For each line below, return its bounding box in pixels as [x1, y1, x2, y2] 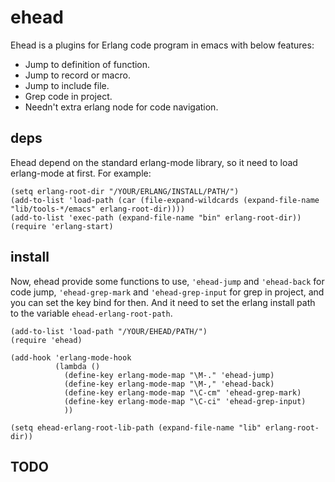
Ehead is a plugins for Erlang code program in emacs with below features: [10, 39, 315, 51]
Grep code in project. [24, 90, 113, 102]
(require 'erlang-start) [10, 221, 114, 231]
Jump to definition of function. [24, 58, 151, 70]
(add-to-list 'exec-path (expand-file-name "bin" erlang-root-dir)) [10, 212, 302, 223]
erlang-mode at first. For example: [10, 167, 152, 179]
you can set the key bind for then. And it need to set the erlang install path [10, 296, 316, 308]
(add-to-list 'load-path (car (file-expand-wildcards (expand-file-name [10, 195, 320, 205]
